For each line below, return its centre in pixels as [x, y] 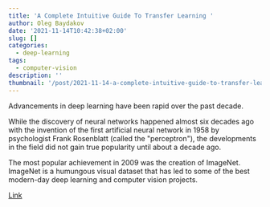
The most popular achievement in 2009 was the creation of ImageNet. [125, 162]
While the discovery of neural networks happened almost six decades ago [131, 121]
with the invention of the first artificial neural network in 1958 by [114, 130]
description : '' [35, 75]
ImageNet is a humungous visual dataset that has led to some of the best [129, 171]
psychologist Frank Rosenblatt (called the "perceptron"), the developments [133, 138]
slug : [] [23, 38]
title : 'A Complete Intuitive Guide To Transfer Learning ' [111, 16]
